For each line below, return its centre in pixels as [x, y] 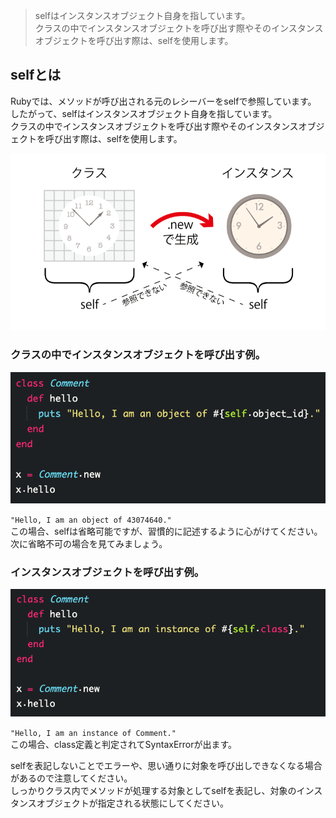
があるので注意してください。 [71, 778]
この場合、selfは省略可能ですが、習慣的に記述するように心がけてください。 [166, 531]
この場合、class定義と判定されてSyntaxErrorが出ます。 [124, 745]
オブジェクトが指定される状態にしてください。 [132, 803]
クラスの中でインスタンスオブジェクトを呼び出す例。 [138, 355]
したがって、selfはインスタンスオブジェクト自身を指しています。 [144, 113]
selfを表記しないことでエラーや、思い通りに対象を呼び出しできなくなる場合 [166, 766]
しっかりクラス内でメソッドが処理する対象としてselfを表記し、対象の [153, 791]
